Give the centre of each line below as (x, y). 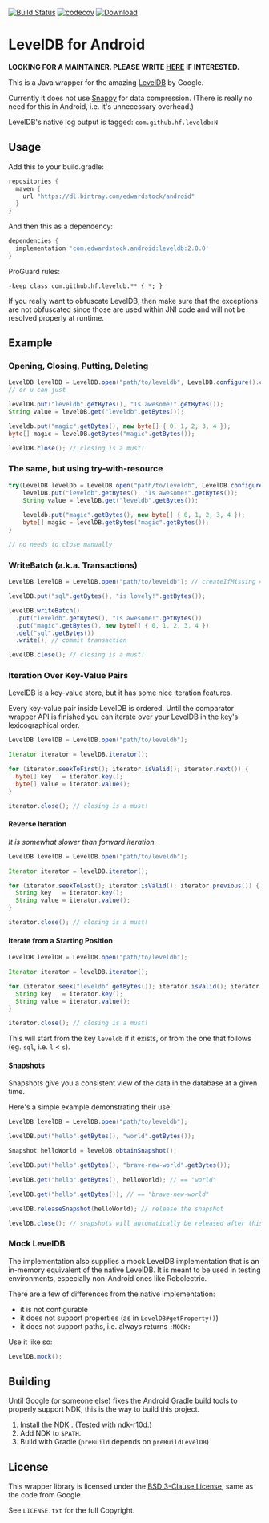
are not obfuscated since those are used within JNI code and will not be (127, 309)
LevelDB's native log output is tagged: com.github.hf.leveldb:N (113, 122)
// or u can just (37, 390)
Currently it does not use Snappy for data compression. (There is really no (130, 98)
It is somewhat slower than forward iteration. (82, 842)
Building (29, 1382)
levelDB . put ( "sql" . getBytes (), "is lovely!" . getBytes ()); (107, 596)
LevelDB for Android (77, 45)
